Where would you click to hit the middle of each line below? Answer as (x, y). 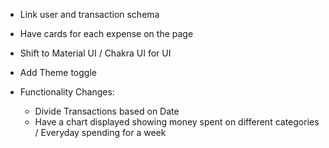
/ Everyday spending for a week (100, 132)
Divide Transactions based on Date (107, 111)
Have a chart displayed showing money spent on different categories (177, 122)
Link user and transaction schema (89, 14)
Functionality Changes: (67, 92)
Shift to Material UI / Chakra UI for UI (95, 53)
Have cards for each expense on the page (106, 33)
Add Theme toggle (58, 72)
